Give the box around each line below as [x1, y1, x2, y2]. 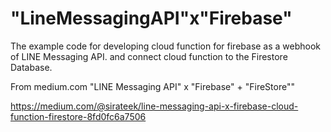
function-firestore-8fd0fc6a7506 [10, 110, 147, 122]
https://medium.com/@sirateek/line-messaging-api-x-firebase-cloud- [10, 100, 299, 112]
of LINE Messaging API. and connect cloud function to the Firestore [10, 50, 288, 62]
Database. [10, 61, 53, 73]
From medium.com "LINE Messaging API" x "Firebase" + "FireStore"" [10, 80, 295, 92]
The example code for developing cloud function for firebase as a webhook [10, 40, 322, 52]
